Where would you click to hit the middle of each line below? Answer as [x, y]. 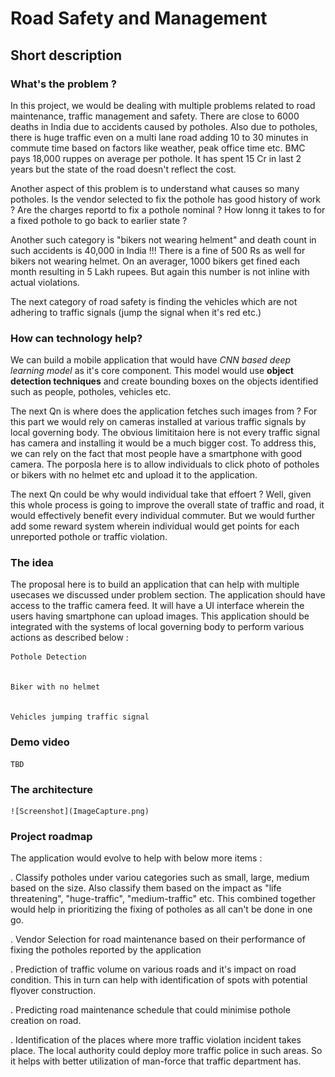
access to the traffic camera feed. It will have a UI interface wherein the [157, 606]
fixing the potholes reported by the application [106, 950]
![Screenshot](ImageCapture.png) [80, 812]
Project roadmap [51, 836]
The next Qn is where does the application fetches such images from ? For [164, 411]
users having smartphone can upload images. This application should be [160, 616]
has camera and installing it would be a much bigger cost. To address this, [163, 443]
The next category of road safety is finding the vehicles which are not [154, 301]
